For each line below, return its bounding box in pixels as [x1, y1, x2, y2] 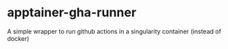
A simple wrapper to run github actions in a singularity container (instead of [7, 27, 222, 35]
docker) [7, 34, 30, 42]
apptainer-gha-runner [7, 5, 136, 20]
